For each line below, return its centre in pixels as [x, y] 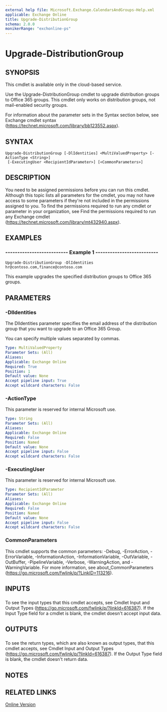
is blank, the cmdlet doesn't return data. [47, 659]
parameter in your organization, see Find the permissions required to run [81, 211]
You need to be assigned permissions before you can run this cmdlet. [77, 190]
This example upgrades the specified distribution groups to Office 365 [78, 277]
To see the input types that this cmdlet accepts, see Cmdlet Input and [77, 602]
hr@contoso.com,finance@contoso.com [44, 267]
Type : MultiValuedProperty [34, 348]
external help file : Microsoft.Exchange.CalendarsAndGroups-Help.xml [80, 10]
